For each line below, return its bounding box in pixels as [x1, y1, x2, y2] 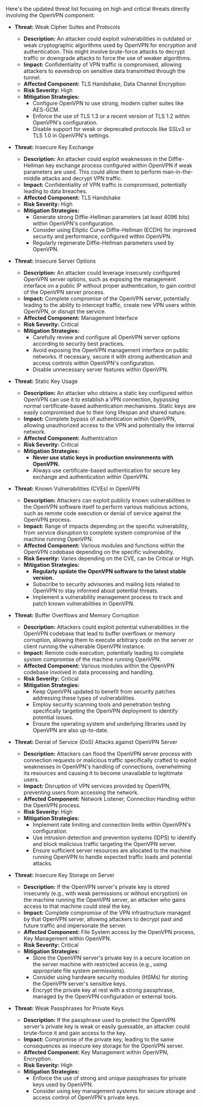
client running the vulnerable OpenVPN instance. [23, 643, 145, 650]
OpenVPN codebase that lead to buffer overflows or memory [23, 630, 176, 637]
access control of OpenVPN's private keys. [32, 1094, 140, 1101]
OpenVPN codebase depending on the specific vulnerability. [23, 549, 175, 555]
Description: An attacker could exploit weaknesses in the [23, 155, 167, 163]
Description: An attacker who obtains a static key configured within [23, 390, 193, 396]
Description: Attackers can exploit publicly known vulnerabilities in [23, 497, 191, 504]
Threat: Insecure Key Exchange [14, 144, 95, 151]
